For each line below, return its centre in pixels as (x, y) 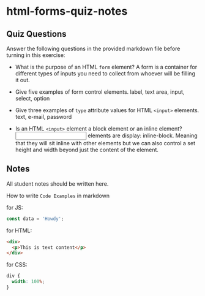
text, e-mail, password (43, 117)
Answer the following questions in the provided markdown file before (93, 48)
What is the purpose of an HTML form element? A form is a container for (106, 67)
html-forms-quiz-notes (67, 11)
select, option (32, 98)
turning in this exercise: (36, 55)
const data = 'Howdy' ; (35, 219)
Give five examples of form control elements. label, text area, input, (100, 92)
